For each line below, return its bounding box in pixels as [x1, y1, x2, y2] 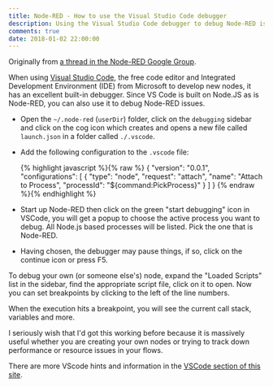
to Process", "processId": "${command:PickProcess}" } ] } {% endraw [19, 180, 255, 190]
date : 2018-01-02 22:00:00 [8, 34, 100, 43]
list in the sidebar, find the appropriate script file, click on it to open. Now [8, 280, 252, 289]
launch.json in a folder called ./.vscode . [19, 132, 156, 141]
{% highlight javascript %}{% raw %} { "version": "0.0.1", [19, 163, 210, 173]
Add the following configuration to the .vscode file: [19, 147, 189, 157]
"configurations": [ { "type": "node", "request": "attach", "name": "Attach [19, 172, 262, 181]
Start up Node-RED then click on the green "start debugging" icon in [19, 205, 250, 215]
